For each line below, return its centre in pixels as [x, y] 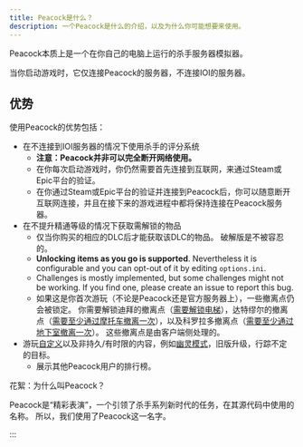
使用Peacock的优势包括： [57, 127]
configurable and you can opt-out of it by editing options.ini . [151, 268]
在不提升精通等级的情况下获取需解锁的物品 [102, 226]
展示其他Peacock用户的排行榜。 [96, 366]
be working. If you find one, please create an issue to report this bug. [165, 287]
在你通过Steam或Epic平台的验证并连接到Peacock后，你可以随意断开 [163, 192]
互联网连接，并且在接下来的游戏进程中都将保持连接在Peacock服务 [159, 203]
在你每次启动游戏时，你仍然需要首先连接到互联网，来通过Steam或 [159, 170]
